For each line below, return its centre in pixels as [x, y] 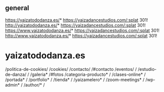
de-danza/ [16, 74]
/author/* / [34, 85]
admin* [13, 85]
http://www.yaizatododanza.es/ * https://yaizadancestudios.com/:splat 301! [81, 35]
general [17, 8]
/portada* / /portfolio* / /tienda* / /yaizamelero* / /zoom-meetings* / [75, 79]
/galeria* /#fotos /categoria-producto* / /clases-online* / [88, 74]
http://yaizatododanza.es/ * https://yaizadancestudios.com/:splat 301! [76, 25]
